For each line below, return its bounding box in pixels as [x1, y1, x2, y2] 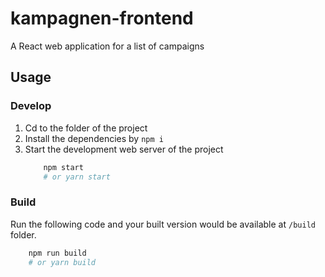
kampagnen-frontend [10, 7, 194, 30]
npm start [43, 162, 84, 172]
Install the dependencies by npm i [24, 132, 164, 144]
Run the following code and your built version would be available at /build [10, 218, 316, 230]
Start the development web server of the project [24, 143, 224, 155]
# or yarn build [28, 257, 97, 267]
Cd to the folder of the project [24, 122, 148, 134]
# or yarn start [43, 172, 111, 182]
